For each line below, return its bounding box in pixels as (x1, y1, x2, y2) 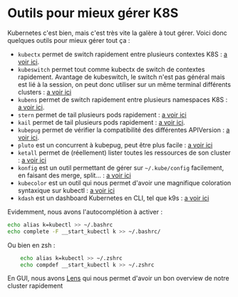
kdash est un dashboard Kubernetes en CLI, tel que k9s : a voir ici (17, 194, 209, 202)
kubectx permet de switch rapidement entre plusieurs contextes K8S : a (17, 50, 228, 58)
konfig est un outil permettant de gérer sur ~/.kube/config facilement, (17, 163, 224, 172)
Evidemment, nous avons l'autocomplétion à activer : (7, 207, 162, 216)
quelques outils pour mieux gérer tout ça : (7, 36, 130, 44)
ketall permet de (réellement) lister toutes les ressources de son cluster (17, 148, 231, 157)
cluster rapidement (7, 281, 63, 290)
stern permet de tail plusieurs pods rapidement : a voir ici (17, 110, 187, 119)
